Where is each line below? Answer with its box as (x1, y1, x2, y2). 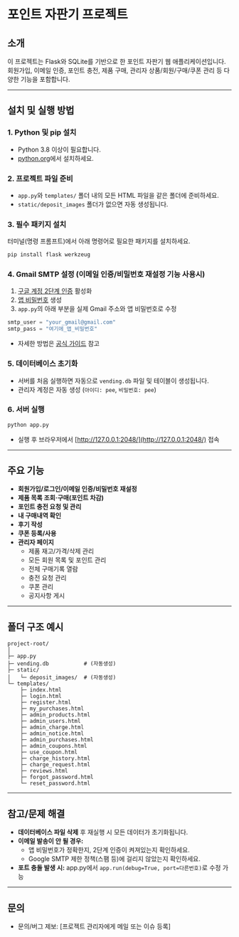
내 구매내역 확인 (17, 512, 62, 520)
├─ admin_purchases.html (20, 736, 94, 743)
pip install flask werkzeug (7, 251, 91, 258)
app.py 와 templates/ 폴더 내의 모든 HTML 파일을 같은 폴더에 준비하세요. (17, 191, 219, 199)
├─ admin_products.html (20, 711, 91, 719)
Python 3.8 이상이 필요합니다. (17, 145, 101, 154)
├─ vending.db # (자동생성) (7, 660, 117, 667)
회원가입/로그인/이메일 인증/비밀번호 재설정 (17, 485, 137, 493)
